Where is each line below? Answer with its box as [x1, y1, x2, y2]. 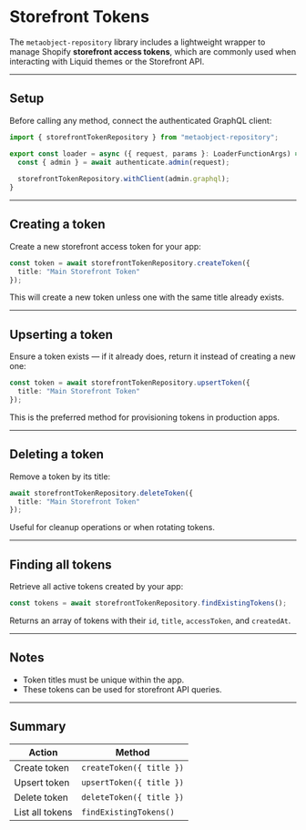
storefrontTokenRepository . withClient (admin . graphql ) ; [17, 175, 230, 184]
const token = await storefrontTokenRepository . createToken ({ [9, 258, 250, 268]
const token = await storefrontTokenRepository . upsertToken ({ [9, 378, 250, 388]
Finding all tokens [9, 557, 112, 572]
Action [28, 745, 58, 758]
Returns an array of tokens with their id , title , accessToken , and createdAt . [9, 615, 291, 626]
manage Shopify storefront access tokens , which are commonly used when [9, 46, 297, 56]
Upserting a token [9, 326, 114, 343]
